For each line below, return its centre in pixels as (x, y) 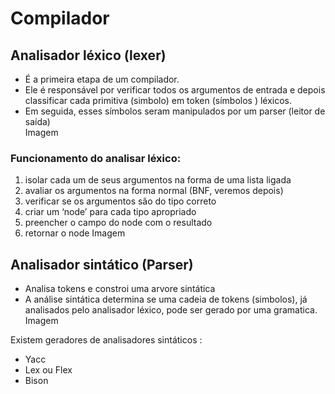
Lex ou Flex (48, 370)
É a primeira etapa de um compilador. (102, 79)
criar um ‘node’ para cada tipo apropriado (110, 212)
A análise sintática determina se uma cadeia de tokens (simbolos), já (166, 299)
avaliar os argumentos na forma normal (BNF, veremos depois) (154, 191)
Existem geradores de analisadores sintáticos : (106, 340)
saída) (37, 121)
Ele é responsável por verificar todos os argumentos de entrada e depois (175, 90)
